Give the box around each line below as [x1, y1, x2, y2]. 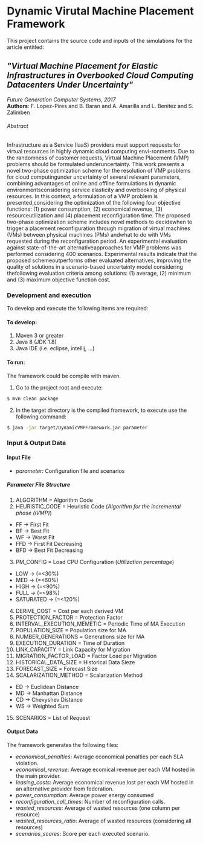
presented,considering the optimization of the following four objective [7, 199, 181, 206]
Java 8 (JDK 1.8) [15, 338, 57, 345]
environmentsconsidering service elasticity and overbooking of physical [7, 186, 187, 193]
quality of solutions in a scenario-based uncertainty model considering [7, 263, 184, 270]
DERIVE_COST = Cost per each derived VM [15, 607, 123, 614]
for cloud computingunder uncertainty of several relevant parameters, [7, 173, 181, 181]
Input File [7, 454, 31, 461]
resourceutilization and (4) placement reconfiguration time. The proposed [7, 211, 190, 219]
